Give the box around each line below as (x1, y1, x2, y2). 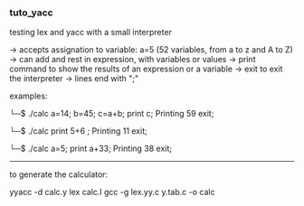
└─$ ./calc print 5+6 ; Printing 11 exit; (9, 126, 147, 136)
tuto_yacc (9, 6, 53, 19)
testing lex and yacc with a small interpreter (9, 27, 172, 38)
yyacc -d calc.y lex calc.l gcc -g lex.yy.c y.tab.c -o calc (9, 187, 215, 198)
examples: (9, 90, 48, 101)
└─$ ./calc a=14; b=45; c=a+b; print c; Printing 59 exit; (9, 108, 214, 119)
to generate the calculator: (9, 169, 109, 180)
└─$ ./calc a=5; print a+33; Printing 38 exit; (9, 143, 173, 154)
